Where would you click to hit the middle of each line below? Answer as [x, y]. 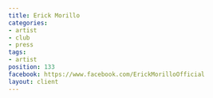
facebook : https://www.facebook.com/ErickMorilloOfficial [106, 74]
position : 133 [32, 67]
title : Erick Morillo [44, 15]
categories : [28, 23]
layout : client [34, 81]
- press [21, 45]
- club [19, 38]
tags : [17, 52]
